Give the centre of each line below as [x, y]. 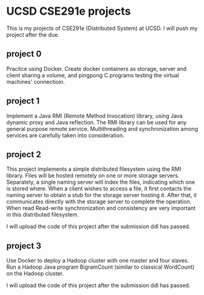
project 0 [24, 54]
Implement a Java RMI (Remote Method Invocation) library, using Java [95, 116]
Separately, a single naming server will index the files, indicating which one [101, 182]
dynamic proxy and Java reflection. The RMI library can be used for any [97, 122]
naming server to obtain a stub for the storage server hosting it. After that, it [102, 195]
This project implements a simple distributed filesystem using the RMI [94, 169]
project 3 [24, 246]
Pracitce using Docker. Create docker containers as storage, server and [97, 69]
